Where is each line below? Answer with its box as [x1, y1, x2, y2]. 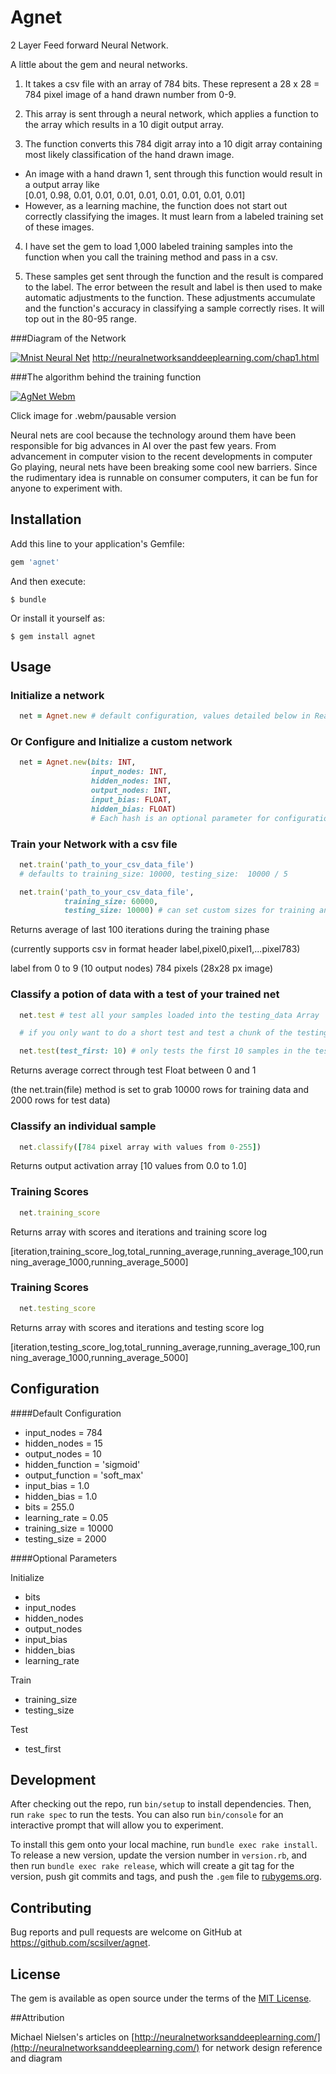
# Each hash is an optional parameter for [90, 813, 271, 823]
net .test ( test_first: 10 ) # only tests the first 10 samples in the [19, 1046, 311, 1056]
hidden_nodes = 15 [24, 1437, 103, 1449]
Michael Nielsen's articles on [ [10, 2031, 135, 2043]
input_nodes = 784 [24, 1426, 103, 1438]
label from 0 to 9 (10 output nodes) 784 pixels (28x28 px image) [10, 962, 273, 975]
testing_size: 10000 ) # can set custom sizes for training [63, 906, 315, 916]
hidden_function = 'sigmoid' [24, 1458, 141, 1470]
